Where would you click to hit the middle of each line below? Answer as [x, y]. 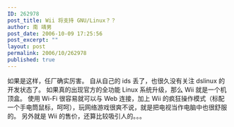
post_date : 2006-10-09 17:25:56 [55, 34]
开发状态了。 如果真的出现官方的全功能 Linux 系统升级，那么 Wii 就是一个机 [117, 90]
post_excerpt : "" [33, 40]
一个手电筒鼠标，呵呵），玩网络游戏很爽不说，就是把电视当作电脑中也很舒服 [117, 107]
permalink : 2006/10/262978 [47, 54]
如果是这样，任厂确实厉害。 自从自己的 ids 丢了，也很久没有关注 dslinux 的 [116, 80]
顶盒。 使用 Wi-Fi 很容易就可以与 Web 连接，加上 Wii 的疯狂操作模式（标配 [116, 98]
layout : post [27, 47]
